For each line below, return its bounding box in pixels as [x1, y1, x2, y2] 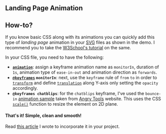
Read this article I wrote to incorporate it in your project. [5, 124, 120, 130]
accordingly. [12, 85, 38, 91]
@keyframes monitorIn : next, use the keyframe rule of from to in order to [12, 75, 157, 81]
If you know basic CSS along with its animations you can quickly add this [5, 34, 155, 40]
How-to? [5, 21, 33, 29]
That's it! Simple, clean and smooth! [5, 112, 82, 119]
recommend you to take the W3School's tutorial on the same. [5, 45, 131, 51]
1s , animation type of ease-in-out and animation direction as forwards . [12, 69, 158, 75]
